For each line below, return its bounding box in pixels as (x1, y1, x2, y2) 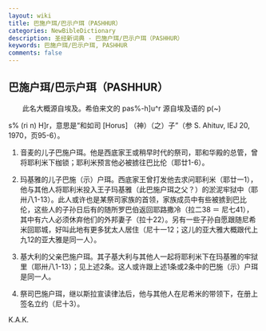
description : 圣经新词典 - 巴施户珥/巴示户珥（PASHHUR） (8, 34, 184, 42)
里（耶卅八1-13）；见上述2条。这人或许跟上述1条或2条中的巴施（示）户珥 (19, 261, 259, 271)
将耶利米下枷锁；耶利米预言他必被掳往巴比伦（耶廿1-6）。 (19, 157, 209, 167)
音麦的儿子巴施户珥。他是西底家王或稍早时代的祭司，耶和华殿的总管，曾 (19, 147, 258, 157)
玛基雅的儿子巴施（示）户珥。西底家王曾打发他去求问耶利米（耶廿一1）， (19, 174, 258, 184)
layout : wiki (8, 11, 52, 20)
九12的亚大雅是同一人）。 (19, 234, 101, 244)
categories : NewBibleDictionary (8, 26, 116, 34)
